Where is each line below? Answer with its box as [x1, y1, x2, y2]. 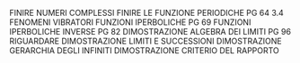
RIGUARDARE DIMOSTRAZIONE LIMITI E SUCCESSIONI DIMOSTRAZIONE [9, 35, 282, 46]
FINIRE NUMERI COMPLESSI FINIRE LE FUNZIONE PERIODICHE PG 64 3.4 [9, 8, 285, 18]
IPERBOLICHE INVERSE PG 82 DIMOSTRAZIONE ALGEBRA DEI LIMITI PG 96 [9, 27, 292, 36]
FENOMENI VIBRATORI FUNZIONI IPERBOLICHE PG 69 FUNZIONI [9, 17, 251, 28]
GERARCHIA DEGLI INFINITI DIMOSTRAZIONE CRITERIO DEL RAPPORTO [9, 45, 280, 56]
